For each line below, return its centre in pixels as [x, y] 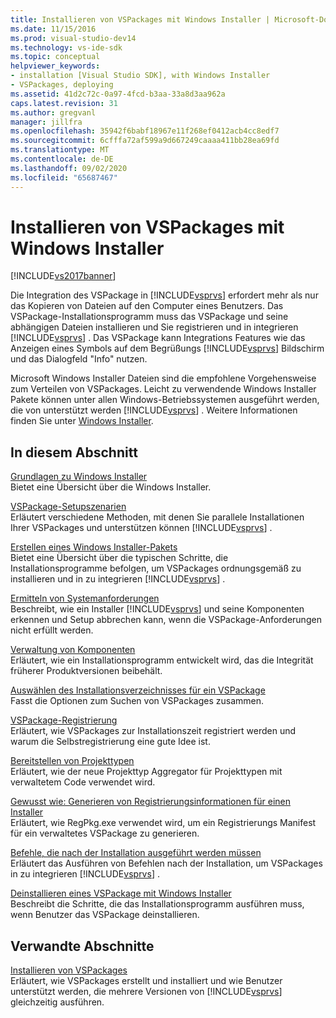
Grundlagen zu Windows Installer [79, 477]
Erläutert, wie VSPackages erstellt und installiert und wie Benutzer [146, 981]
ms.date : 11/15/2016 [53, 29]
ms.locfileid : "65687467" [64, 177]
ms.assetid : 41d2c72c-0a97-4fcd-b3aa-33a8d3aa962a [118, 94]
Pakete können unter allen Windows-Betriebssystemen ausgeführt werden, [165, 400]
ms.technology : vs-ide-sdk [66, 47]
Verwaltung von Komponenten [73, 650]
